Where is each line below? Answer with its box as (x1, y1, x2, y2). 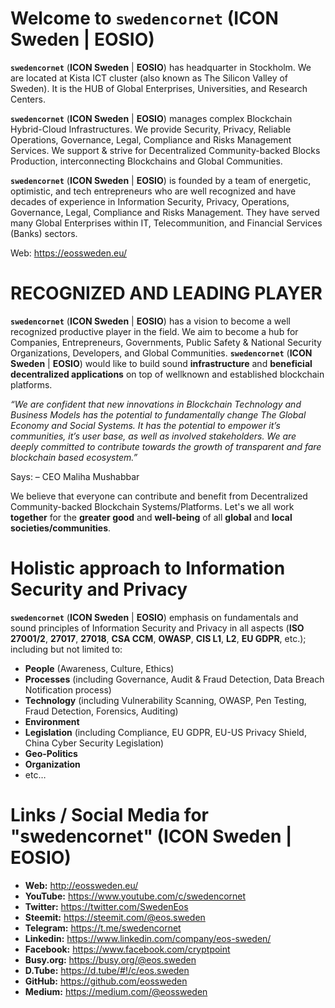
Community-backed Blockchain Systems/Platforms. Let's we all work (10, 500, 295, 512)
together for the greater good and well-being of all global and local (10, 511, 293, 523)
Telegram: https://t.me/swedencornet (24, 922, 182, 934)
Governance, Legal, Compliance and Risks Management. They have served (10, 206, 320, 218)
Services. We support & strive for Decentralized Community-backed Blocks (10, 144, 321, 156)
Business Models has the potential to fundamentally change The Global (10, 408, 307, 421)
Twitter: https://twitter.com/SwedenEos (24, 900, 189, 912)
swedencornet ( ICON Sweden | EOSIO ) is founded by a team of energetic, (10, 174, 312, 186)
